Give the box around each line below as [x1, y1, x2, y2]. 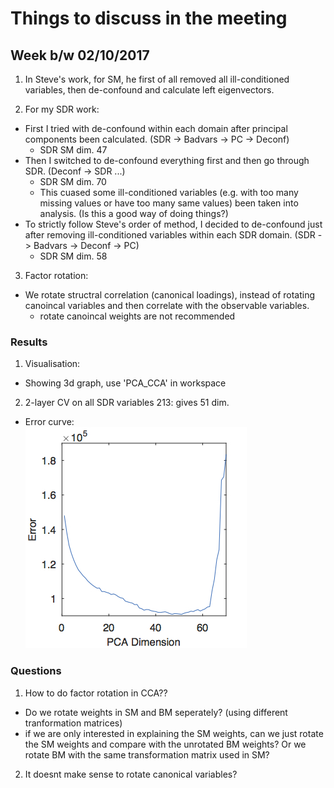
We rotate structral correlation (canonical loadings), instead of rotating [24, 289, 316, 301]
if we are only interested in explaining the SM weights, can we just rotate [24, 727, 324, 739]
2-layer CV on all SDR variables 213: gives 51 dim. [24, 397, 230, 409]
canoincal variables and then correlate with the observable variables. [24, 300, 310, 311]
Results [10, 335, 48, 349]
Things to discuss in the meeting [10, 7, 288, 30]
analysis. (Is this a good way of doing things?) [39, 208, 229, 219]
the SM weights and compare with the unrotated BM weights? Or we [24, 738, 307, 750]
